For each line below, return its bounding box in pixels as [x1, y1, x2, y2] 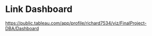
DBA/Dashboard [5, 25, 39, 31]
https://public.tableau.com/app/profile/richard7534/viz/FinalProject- [5, 20, 147, 26]
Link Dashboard [5, 3, 73, 15]
